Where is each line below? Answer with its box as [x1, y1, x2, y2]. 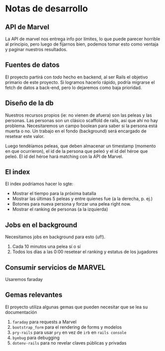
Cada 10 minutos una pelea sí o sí [12, 244, 81, 250]
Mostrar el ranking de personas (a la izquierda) [12, 207, 108, 212]
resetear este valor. [5, 133, 45, 139]
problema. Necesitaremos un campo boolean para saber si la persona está [5, 123, 158, 129]
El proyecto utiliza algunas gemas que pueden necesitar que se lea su [5, 304, 148, 310]
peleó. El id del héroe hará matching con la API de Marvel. [5, 153, 123, 159]
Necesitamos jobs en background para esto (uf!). [5, 234, 106, 240]
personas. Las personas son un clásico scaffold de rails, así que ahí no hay [5, 117, 158, 123]
